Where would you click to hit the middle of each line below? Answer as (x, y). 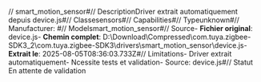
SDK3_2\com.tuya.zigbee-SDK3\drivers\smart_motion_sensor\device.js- (128, 45)
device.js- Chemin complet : (55, 37)
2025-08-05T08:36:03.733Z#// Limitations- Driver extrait (137, 54)
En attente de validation (47, 70)
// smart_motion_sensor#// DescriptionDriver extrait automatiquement (123, 12)
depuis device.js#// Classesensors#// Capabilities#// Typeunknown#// (124, 20)
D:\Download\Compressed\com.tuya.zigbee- (177, 37)
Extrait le (23, 54)
